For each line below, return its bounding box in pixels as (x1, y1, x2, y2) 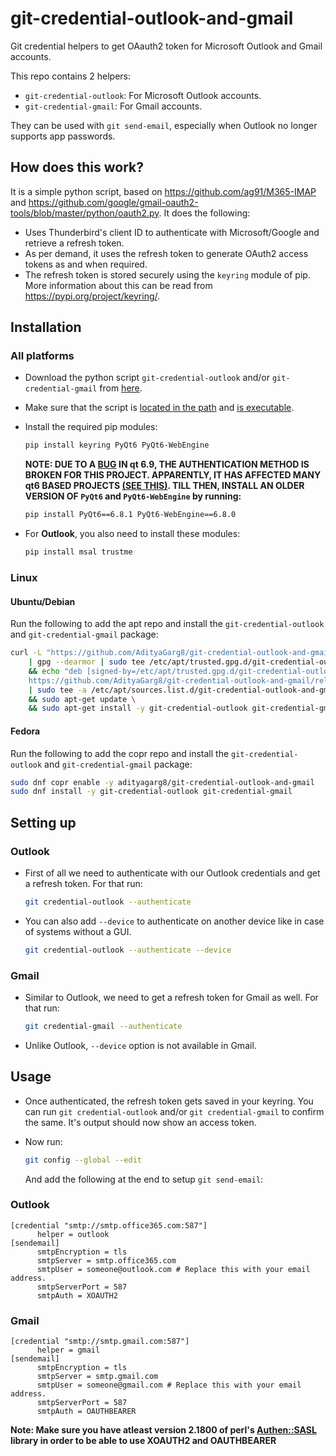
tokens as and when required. (24, 258, 148, 270)
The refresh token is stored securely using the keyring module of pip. (24, 268, 311, 281)
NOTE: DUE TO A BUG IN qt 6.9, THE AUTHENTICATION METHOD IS (24, 458, 310, 471)
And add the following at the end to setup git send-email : (24, 1173, 264, 1185)
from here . (99, 382, 143, 394)
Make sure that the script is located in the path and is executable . (24, 402, 295, 414)
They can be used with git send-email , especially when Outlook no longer (10, 119, 318, 131)
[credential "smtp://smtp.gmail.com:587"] (10, 1337, 190, 1347)
